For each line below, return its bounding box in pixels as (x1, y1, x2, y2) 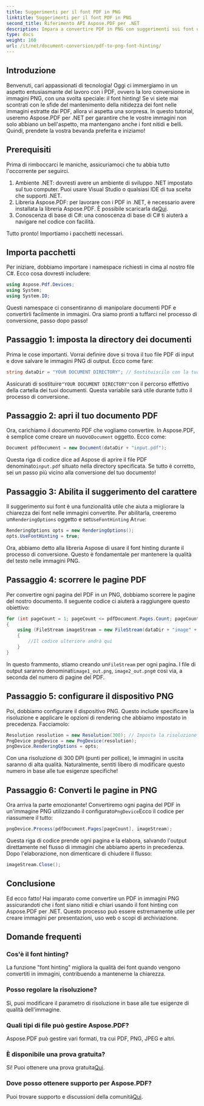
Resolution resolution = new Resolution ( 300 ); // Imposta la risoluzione (6, 732, 197, 738)
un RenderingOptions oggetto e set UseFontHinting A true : (6, 516, 147, 523)
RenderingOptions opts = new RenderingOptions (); (6, 527, 135, 534)
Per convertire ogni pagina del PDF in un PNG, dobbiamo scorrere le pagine (6, 591, 195, 598)
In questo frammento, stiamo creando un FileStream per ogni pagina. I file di (6, 660, 196, 667)
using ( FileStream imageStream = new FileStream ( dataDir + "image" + (17, 627, 197, 633)
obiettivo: (6, 604, 30, 611)
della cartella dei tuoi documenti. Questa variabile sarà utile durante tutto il (6, 386, 192, 393)
